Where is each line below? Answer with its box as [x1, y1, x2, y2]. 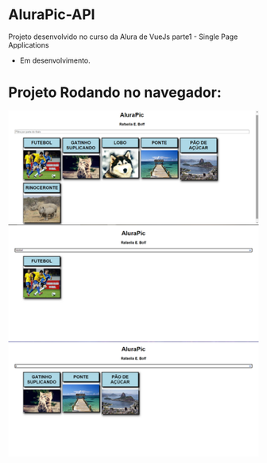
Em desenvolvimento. [19, 56, 91, 65]
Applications [8, 40, 49, 49]
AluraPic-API [8, 6, 95, 24]
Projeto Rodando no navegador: [8, 83, 222, 102]
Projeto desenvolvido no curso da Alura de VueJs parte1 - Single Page [8, 32, 238, 41]
